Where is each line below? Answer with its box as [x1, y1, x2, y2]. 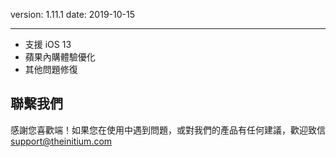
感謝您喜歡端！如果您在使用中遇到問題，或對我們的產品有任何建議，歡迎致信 [10, 124, 326, 136]
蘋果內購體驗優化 [24, 51, 96, 63]
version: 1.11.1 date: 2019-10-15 [10, 9, 135, 20]
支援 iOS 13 [24, 39, 72, 50]
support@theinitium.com [10, 135, 113, 147]
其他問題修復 [24, 64, 78, 75]
